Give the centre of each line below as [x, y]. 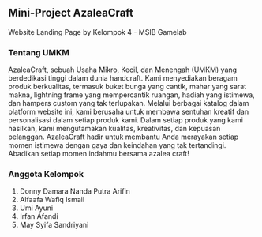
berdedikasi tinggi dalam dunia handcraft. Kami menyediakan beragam [123, 78]
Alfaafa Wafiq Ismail [52, 200]
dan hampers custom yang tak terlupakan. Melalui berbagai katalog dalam [129, 103]
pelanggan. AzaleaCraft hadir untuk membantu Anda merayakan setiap [124, 137]
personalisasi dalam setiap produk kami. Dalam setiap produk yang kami [125, 120]
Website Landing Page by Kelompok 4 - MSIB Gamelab [97, 32]
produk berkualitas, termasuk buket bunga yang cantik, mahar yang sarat [127, 87]
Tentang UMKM [39, 52]
